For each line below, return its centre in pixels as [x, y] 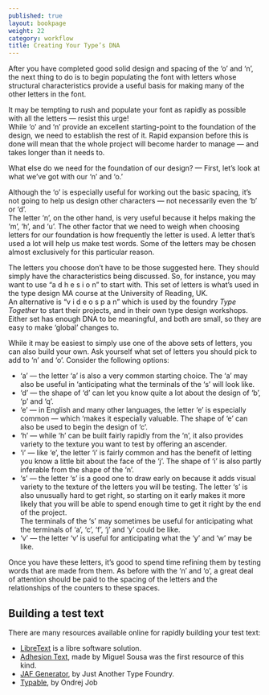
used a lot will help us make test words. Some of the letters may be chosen [132, 244]
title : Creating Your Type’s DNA [64, 46]
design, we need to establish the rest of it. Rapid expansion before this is [128, 136]
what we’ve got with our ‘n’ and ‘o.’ [65, 177]
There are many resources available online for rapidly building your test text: [134, 632]
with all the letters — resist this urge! [69, 118]
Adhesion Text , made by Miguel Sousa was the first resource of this [132, 656]
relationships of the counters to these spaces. [84, 588]
